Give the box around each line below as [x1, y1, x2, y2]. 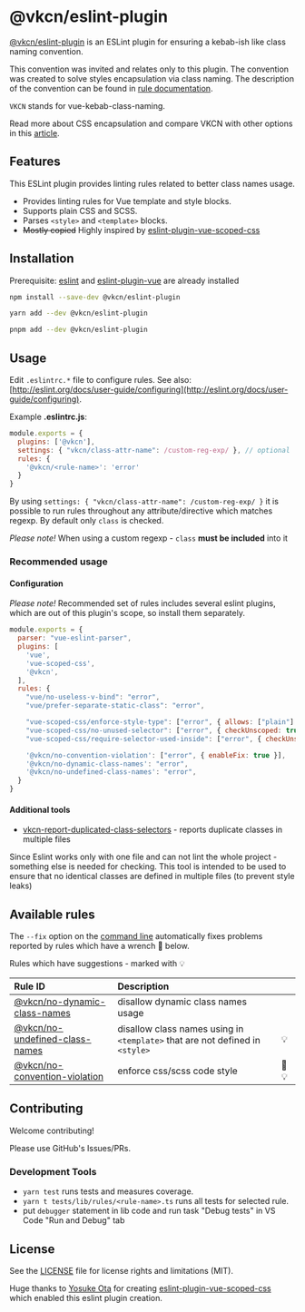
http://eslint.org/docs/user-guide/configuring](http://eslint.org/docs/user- [12, 384, 289, 395]
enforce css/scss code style [117, 1064, 238, 1077]
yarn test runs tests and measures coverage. [22, 1186, 194, 1197]
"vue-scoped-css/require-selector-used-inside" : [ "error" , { [25, 734, 261, 743]
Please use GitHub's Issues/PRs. [9, 1142, 132, 1153]
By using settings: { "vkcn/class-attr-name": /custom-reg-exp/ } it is [9, 496, 280, 507]
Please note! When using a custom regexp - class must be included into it [9, 533, 289, 543]
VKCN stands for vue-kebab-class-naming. [9, 100, 166, 111]
